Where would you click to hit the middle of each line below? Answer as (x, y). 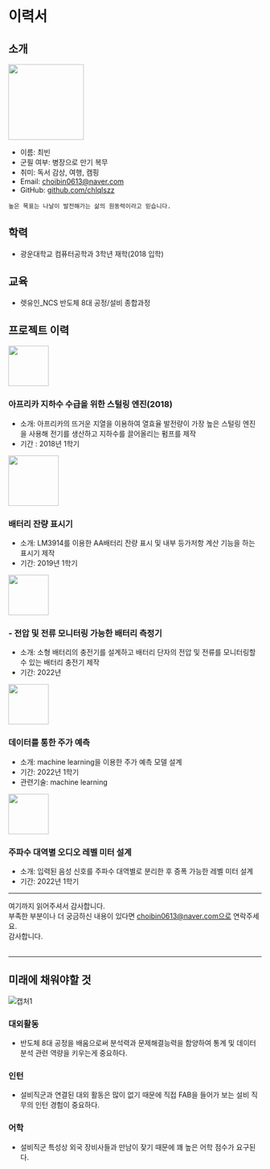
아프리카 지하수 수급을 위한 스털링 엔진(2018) (90, 404)
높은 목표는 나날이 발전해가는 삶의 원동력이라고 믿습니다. (90, 206)
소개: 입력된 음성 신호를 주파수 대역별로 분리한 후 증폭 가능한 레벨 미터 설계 (137, 871)
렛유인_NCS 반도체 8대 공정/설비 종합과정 (85, 302)
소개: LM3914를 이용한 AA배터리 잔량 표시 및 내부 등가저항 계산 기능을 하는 (137, 543)
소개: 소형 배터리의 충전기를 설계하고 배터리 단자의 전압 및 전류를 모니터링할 (138, 653)
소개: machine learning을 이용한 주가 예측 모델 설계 (101, 761)
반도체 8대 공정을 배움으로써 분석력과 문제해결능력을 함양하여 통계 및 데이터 (138, 1043)
